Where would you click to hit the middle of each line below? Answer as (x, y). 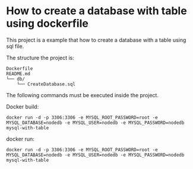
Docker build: (23, 106)
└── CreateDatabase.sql (46, 84)
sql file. (15, 46)
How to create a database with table (96, 11)
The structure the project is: (40, 58)
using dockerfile (48, 23)
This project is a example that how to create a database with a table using (96, 40)
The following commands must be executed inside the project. (83, 95)
